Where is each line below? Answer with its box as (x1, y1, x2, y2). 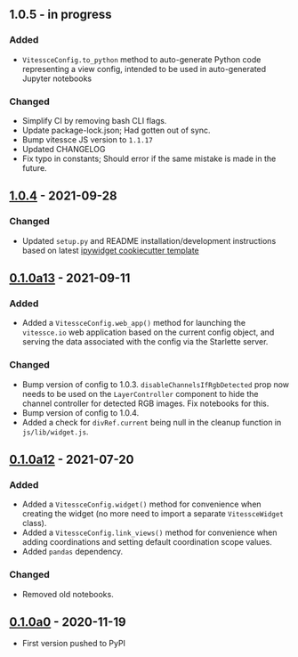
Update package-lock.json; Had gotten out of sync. (21, 125, 211, 135)
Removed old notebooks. (21, 588, 114, 599)
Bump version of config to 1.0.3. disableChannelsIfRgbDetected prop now (21, 378, 290, 390)
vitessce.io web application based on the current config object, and (21, 327, 275, 337)
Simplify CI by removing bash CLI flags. (21, 115, 167, 126)
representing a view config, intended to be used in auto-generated (21, 63, 267, 74)
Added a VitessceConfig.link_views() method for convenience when (21, 527, 278, 538)
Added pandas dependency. (21, 547, 123, 557)
